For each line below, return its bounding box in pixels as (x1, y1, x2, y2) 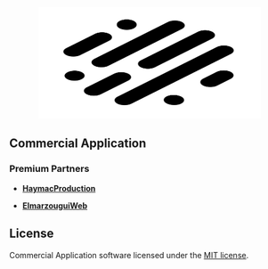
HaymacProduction (21, 183, 96, 193)
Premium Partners (9, 163, 90, 175)
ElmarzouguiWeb (21, 200, 88, 211)
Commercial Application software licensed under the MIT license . (9, 249, 249, 260)
